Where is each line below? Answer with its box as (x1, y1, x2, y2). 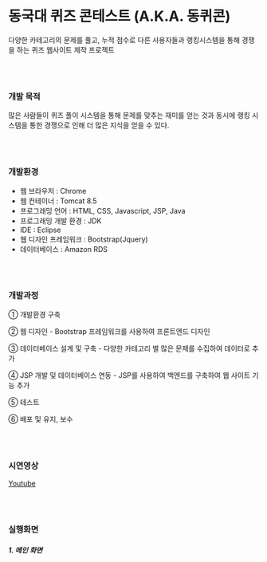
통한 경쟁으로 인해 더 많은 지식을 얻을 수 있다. (29, 120, 170, 130)
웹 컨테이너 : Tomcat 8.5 (19, 196, 97, 206)
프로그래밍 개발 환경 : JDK (19, 216, 102, 226)
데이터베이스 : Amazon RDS (19, 244, 108, 253)
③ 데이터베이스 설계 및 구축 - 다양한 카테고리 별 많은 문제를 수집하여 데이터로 (8, 344, 251, 353)
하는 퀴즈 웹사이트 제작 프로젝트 (16, 45, 115, 54)
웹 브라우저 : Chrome (19, 186, 87, 195)
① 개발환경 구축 (8, 309, 61, 319)
